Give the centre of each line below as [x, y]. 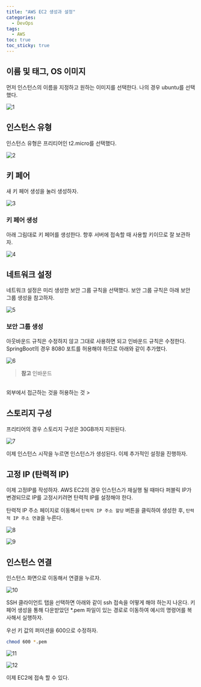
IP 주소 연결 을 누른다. [38, 518]
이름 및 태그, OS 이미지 [46, 72]
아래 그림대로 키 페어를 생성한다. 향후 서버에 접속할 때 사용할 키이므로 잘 [90, 234]
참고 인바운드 [36, 373]
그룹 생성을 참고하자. [30, 298]
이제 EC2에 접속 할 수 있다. [38, 678]
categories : [21, 18]
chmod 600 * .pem [26, 642]
